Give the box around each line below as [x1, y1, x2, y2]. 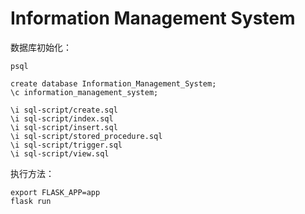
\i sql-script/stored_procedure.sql [10, 131, 163, 141]
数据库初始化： [10, 41, 72, 53]
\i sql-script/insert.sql [10, 122, 118, 132]
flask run [10, 196, 52, 206]
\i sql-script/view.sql [10, 148, 110, 159]
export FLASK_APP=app [10, 187, 101, 197]
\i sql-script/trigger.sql [10, 140, 123, 150]
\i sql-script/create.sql [10, 105, 118, 115]
